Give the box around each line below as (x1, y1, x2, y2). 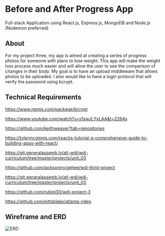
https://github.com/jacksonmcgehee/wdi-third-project (5, 164, 115, 170)
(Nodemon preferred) (5, 25, 49, 31)
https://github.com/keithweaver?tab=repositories (5, 125, 105, 131)
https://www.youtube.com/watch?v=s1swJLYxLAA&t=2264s (5, 116, 128, 121)
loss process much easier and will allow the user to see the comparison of (5, 63, 156, 69)
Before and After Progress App (5, 3, 133, 15)
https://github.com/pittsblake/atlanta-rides (5, 198, 92, 204)
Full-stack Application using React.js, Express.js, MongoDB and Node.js (5, 20, 151, 26)
